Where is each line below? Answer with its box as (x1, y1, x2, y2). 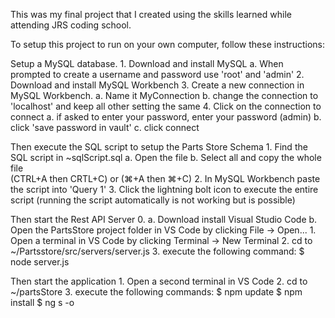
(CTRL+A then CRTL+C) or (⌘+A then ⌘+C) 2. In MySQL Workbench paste (10, 173, 321, 184)
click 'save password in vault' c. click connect (10, 122, 200, 133)
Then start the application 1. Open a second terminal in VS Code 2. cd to (10, 275, 308, 287)
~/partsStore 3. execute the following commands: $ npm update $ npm (10, 286, 303, 298)
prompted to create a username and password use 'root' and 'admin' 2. (10, 69, 305, 80)
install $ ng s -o (10, 297, 75, 308)
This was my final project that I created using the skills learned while (10, 9, 292, 20)
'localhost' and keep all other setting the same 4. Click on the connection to (10, 100, 322, 112)
